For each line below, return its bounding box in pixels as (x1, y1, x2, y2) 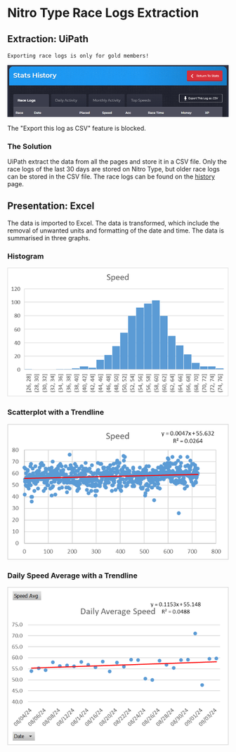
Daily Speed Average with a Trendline (7, 571, 138, 581)
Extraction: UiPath (7, 33, 89, 45)
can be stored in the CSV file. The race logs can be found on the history (7, 172, 216, 181)
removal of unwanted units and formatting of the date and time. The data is (7, 226, 225, 235)
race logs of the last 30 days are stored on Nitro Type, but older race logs (7, 165, 220, 174)
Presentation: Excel (7, 200, 95, 212)
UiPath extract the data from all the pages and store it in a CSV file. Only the (7, 157, 227, 166)
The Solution (7, 141, 52, 151)
